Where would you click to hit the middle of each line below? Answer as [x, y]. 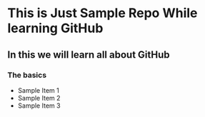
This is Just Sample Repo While [102, 13]
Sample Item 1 [38, 90]
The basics [27, 75]
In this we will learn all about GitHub [89, 55]
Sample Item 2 [39, 98]
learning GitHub [55, 28]
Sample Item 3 [39, 106]
